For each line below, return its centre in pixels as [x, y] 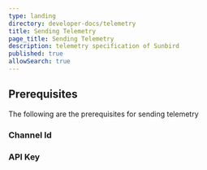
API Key [24, 157]
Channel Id [30, 135]
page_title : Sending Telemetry [61, 39]
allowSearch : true [39, 62]
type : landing [32, 16]
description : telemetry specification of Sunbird [94, 46]
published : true [36, 54]
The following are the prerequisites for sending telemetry [103, 114]
